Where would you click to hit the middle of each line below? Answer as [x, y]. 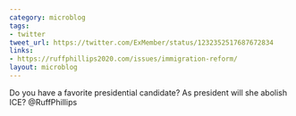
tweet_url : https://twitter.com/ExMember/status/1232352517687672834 [142, 42]
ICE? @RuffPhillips [43, 102]
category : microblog [48, 17]
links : [21, 51]
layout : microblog [43, 68]
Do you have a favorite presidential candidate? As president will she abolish [148, 92]
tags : [19, 26]
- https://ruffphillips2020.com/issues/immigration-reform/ [124, 59]
